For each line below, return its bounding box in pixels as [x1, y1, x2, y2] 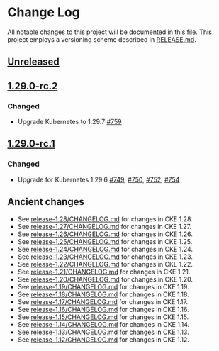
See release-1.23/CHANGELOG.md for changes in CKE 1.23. [17, 252, 193, 261]
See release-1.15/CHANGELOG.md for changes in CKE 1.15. [17, 313, 189, 321]
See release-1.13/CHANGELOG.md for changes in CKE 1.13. [17, 328, 189, 336]
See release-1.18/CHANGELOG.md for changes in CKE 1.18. [17, 290, 189, 299]
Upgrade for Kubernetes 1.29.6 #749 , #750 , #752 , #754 [17, 175, 180, 184]
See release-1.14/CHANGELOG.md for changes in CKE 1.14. [17, 320, 190, 328]
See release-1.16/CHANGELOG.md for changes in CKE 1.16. [17, 305, 189, 313]
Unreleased [7, 56, 60, 68]
